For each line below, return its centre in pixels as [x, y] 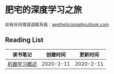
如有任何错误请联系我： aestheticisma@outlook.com [57, 24]
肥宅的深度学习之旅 [44, 10]
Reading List [24, 40]
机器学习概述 [22, 64]
